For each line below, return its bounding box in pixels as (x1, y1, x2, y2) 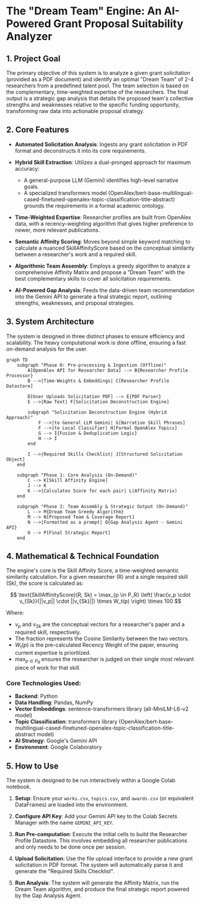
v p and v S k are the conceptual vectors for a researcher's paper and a (14, 621, 185, 630)
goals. (23, 183, 39, 190)
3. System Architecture (6, 317, 94, 327)
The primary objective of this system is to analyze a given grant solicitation (6, 69, 190, 76)
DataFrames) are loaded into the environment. (14, 801, 128, 809)
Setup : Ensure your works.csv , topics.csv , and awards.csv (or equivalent (14, 795, 194, 802)
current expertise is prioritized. (14, 649, 91, 657)
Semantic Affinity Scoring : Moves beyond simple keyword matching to (14, 238, 191, 245)
